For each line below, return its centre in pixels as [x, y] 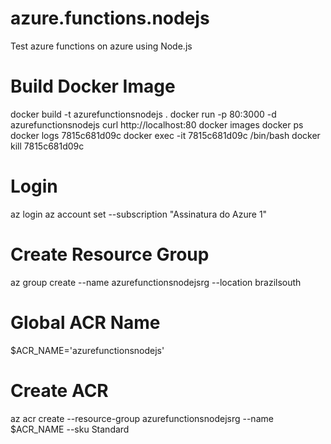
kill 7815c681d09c [47, 146]
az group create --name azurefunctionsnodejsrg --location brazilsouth [156, 282]
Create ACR [59, 390]
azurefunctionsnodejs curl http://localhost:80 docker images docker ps [157, 124]
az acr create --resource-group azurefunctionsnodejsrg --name [142, 418]
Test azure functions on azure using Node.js [101, 46]
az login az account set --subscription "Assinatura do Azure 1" [139, 214]
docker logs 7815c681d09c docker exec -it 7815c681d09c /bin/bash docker [165, 135]
